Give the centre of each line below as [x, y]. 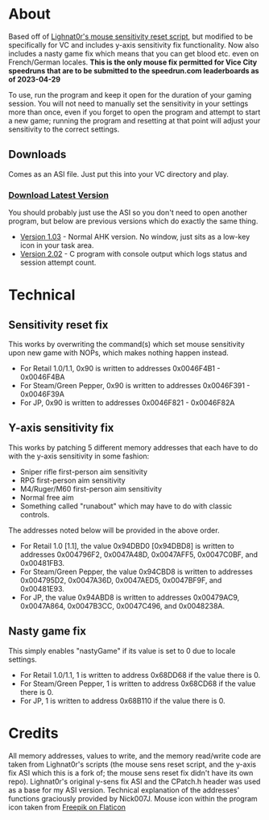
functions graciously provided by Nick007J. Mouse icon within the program [133, 798]
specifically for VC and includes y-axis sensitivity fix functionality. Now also [134, 44]
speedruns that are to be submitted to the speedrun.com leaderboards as [134, 70]
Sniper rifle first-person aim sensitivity [83, 471]
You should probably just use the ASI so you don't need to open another [128, 213]
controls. [35, 514]
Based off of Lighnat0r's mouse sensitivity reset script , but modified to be [131, 36]
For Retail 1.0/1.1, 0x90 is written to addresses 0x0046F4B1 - [120, 369]
